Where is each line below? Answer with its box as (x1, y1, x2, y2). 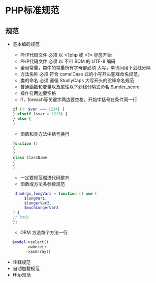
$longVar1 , (24, 196, 47, 201)
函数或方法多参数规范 (20, 181, 65, 187)
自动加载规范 (12, 265, 40, 271)
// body (12, 215, 29, 220)
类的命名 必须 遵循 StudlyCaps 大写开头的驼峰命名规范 (20, 78, 135, 83)
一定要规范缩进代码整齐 (20, 174, 70, 181)
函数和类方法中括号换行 (20, 131, 70, 137)
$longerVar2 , (24, 200, 52, 205)
